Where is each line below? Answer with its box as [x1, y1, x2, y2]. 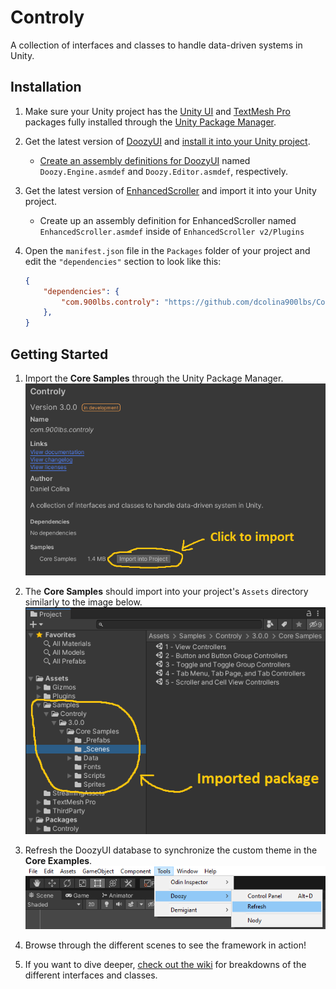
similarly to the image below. [24, 596, 143, 608]
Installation [10, 79, 82, 96]
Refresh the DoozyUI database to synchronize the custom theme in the [24, 844, 318, 856]
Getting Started [10, 346, 109, 363]
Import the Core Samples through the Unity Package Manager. [24, 372, 284, 384]
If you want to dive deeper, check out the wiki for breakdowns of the [24, 958, 307, 970]
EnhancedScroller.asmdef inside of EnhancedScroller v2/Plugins [39, 225, 305, 237]
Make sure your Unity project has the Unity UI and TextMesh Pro [24, 105, 291, 117]
